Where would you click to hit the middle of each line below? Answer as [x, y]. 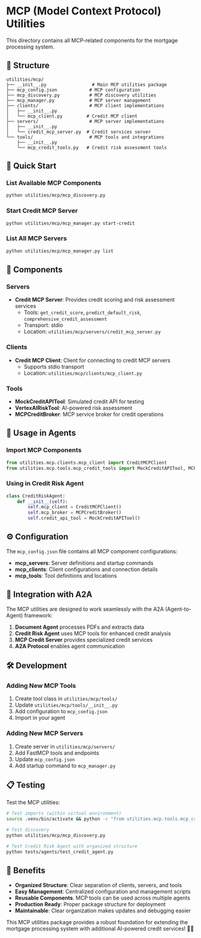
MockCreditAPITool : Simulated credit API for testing [80, 401]
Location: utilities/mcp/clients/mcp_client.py [83, 373]
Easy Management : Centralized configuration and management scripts [103, 891]
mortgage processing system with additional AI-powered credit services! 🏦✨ [100, 928]
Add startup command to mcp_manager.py [65, 765]
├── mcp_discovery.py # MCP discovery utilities [81, 95]
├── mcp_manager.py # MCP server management [79, 100]
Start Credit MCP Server [42, 211]
